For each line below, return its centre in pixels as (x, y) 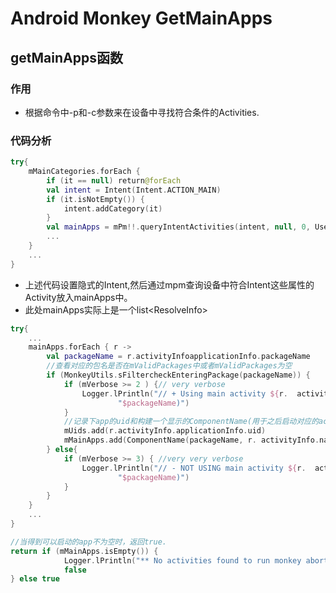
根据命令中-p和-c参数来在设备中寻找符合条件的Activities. (142, 112)
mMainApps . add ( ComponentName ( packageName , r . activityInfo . (191, 440)
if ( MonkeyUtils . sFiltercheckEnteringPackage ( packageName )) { (178, 375)
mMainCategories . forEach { (84, 172)
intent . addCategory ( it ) (113, 208)
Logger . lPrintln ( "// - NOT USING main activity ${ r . (194, 468)
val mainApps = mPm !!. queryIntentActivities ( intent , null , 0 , (178, 227)
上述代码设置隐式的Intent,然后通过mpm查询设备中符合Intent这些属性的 (169, 284)
